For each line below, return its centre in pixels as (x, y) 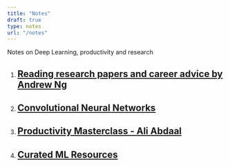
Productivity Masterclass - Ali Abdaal (99, 131)
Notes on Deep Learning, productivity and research (80, 52)
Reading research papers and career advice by (120, 74)
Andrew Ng (42, 84)
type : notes (24, 26)
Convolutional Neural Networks (86, 108)
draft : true (24, 20)
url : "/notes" (28, 33)
